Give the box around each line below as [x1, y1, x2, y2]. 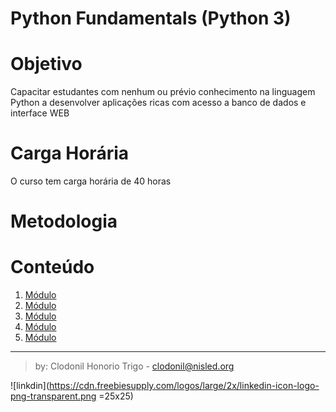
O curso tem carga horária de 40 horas [10, 175, 172, 187]
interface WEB [10, 107, 70, 119]
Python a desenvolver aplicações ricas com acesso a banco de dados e [10, 97, 307, 109]
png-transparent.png [10, 390, 97, 402]
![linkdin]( [10, 380, 50, 392]
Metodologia [10, 210, 118, 233]
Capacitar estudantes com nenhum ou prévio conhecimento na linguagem [10, 86, 316, 98]
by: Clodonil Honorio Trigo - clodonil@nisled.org [34, 360, 235, 372]
